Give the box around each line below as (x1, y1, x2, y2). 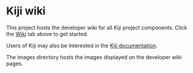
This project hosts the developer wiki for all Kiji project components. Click (6, 24, 188, 31)
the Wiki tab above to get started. (6, 30, 88, 37)
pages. (6, 60, 23, 67)
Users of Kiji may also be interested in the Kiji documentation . (6, 42, 158, 49)
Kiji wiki (6, 4, 46, 18)
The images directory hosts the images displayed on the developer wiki (6, 53, 182, 60)
